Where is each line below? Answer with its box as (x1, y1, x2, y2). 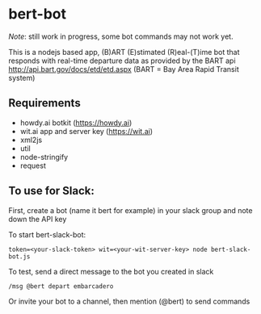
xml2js (19, 135, 43, 144)
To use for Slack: (8, 184, 95, 198)
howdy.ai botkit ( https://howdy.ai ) (19, 118, 133, 128)
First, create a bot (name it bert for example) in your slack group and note (8, 205, 253, 215)
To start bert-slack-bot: (8, 229, 86, 239)
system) (8, 73, 36, 82)
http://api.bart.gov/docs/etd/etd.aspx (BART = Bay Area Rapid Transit (8, 64, 240, 73)
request (19, 161, 46, 170)
